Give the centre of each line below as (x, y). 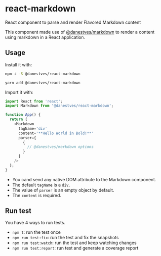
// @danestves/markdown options (60, 147)
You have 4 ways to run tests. (35, 223)
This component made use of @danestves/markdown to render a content (80, 32)
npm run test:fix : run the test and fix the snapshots (65, 238)
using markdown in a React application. (45, 37)
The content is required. (37, 195)
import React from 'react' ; (34, 101)
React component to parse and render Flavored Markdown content (73, 22)
